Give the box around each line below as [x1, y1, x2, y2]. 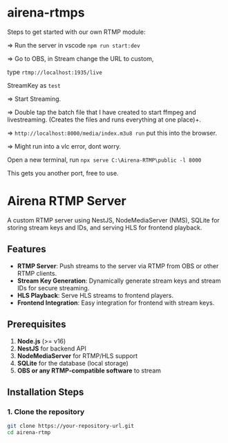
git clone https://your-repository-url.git [7, 423, 135, 430]
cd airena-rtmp [7, 429, 51, 436]
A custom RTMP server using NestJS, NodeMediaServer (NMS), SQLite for [7, 216, 220, 224]
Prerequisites [7, 319, 66, 330]
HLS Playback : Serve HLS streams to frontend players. [17, 291, 174, 299]
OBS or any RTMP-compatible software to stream [17, 366, 161, 375]
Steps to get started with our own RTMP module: [7, 28, 146, 36]
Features [7, 243, 46, 255]
